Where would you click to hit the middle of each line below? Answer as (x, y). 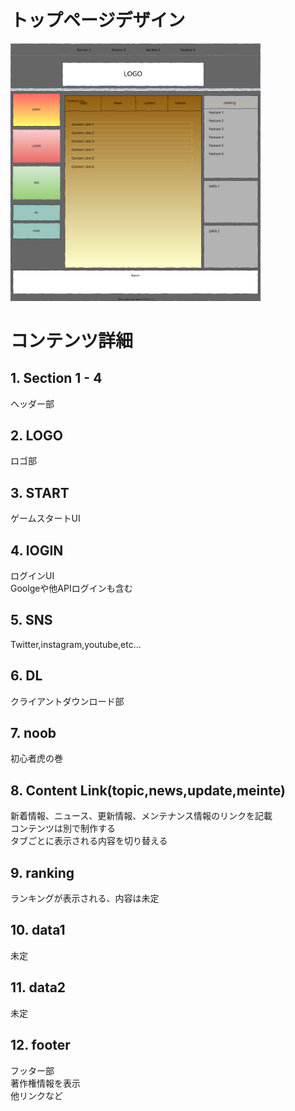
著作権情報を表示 (45, 1083)
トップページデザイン (98, 20)
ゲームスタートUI (45, 518)
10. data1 (38, 930)
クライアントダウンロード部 (67, 701)
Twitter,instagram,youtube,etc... (76, 644)
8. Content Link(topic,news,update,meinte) (148, 790)
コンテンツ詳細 (72, 340)
